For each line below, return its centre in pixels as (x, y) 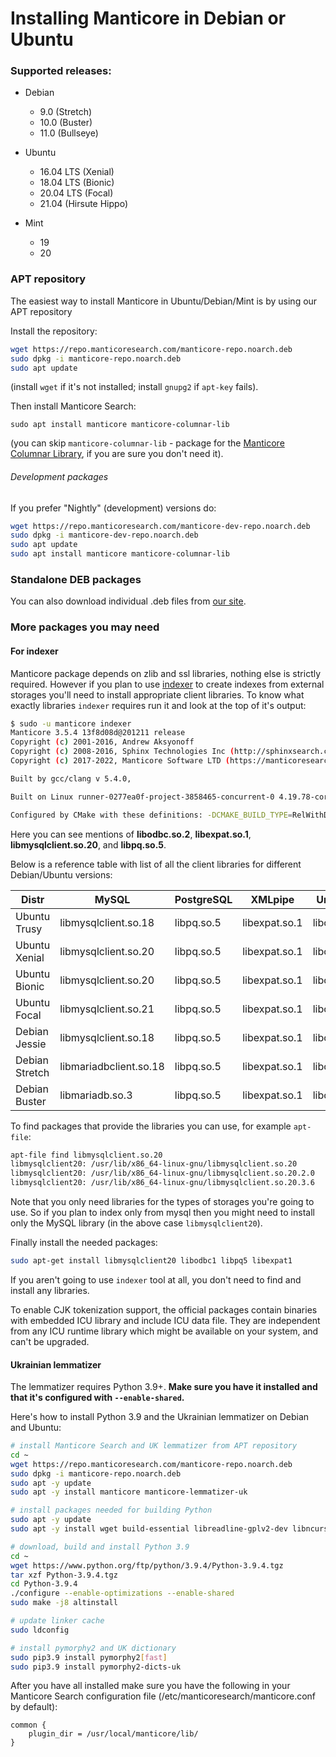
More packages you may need (85, 627)
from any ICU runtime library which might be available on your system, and (164, 1331)
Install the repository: (54, 331)
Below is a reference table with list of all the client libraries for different (156, 864)
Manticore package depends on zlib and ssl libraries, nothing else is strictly (166, 673)
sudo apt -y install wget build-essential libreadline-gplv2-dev (149, 1529)
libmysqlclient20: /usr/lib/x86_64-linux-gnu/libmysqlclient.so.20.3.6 (162, 1183)
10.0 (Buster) (66, 123)
